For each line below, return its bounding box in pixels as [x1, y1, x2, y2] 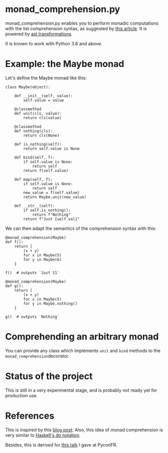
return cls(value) [23, 115, 62, 120]
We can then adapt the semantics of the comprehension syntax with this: [5, 225, 157, 231]
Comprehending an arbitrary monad [5, 331, 159, 342]
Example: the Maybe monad [5, 58, 124, 70]
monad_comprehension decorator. [5, 353, 69, 359]
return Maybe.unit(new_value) [23, 195, 87, 200]
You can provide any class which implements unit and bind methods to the [5, 347, 161, 353]
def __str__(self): [14, 203, 55, 208]
